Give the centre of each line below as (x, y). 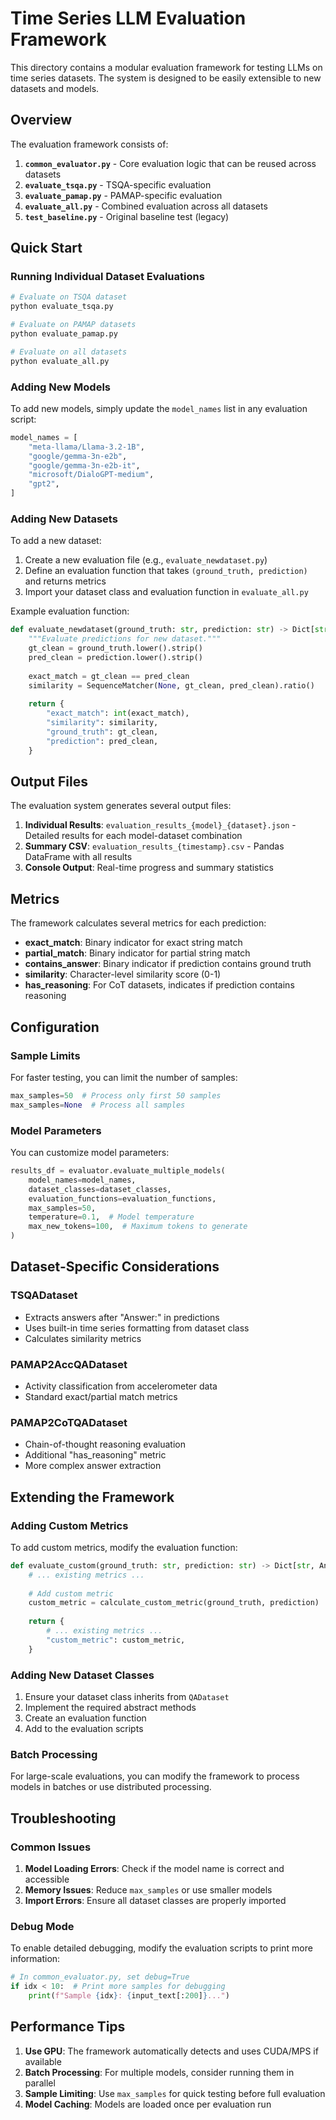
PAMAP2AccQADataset (69, 1364)
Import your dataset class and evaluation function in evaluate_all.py (166, 592)
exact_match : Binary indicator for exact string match (133, 943)
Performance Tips (68, 2027)
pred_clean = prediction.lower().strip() (115, 658)
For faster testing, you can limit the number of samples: (124, 1077)
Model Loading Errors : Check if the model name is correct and (154, 1869)
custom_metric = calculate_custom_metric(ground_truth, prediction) (174, 1603)
